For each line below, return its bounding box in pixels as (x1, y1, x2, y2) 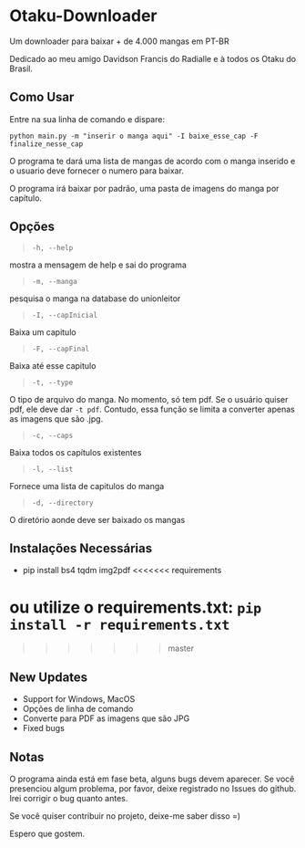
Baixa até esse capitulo (9, 360, 97, 371)
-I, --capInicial (31, 310, 98, 319)
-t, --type (31, 378, 74, 387)
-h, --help (31, 243, 74, 252)
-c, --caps (31, 431, 74, 440)
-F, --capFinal (31, 344, 90, 353)
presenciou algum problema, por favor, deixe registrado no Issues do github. (9, 782, 297, 794)
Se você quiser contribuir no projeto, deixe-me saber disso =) (9, 810, 241, 822)
